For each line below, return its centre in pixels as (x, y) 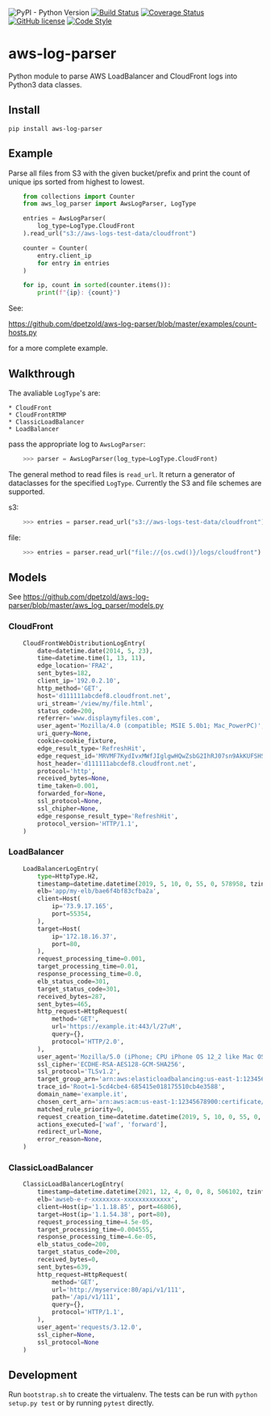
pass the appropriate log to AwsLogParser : (77, 444)
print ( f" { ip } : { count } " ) (79, 293)
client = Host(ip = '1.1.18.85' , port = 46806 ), (110, 1207)
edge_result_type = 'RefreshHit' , (92, 748)
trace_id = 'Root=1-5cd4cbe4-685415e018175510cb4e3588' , (131, 1087)
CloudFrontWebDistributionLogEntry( (85, 643)
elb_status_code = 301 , (74, 981)
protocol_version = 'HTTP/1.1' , (88, 824)
